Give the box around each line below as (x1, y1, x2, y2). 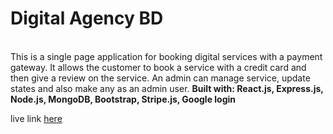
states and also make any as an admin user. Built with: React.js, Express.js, (10, 82, 324, 94)
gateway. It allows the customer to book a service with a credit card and (10, 61, 307, 73)
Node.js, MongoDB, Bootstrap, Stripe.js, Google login (10, 93, 237, 105)
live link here (10, 112, 63, 124)
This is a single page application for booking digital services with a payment (10, 50, 323, 62)
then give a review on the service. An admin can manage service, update (10, 72, 311, 84)
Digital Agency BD (10, 7, 164, 30)
